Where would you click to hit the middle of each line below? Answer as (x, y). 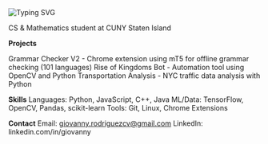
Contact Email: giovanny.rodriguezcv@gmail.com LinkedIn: (106, 123)
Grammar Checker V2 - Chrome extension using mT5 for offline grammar (129, 58)
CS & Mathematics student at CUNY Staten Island (90, 28)
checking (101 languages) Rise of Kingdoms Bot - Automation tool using (126, 67)
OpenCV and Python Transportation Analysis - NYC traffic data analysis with (134, 76)
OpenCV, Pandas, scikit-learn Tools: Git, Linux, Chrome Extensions (118, 108)
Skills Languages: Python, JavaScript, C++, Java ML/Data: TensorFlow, (126, 99)
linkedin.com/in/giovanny (50, 132)
